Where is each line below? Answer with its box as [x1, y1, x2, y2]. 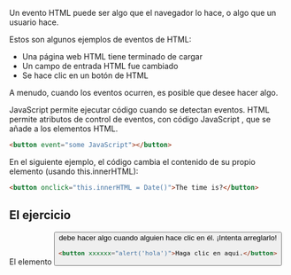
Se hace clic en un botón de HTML [21, 70, 149, 81]
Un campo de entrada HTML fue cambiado [21, 61, 179, 71]
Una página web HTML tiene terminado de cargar [21, 51, 203, 61]
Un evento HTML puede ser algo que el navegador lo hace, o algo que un [9, 8, 277, 18]
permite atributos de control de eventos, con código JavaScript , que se [9, 114, 272, 124]
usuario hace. [9, 17, 59, 27]
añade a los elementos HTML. [9, 123, 119, 134]
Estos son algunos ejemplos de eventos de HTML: [9, 35, 192, 44]
